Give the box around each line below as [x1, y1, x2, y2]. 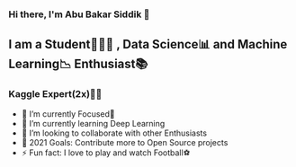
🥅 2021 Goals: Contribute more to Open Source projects [21, 136, 229, 147]
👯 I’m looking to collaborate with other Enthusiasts [21, 127, 208, 138]
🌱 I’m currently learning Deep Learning [21, 118, 166, 128]
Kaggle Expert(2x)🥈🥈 [8, 88, 103, 101]
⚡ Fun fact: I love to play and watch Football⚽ [21, 147, 191, 158]
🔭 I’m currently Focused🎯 [21, 108, 116, 119]
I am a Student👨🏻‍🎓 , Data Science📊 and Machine [8, 37, 288, 52]
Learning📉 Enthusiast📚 [8, 57, 148, 72]
